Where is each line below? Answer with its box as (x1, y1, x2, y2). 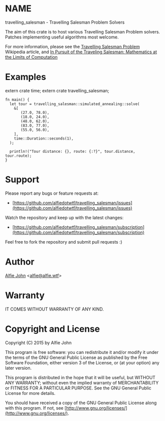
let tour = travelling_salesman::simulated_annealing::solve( (9, 102, 140, 106)
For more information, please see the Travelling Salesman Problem (5, 43, 140, 49)
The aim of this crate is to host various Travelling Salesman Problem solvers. (5, 29, 160, 35)
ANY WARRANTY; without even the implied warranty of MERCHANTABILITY (5, 380, 159, 386)
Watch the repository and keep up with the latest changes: (5, 214, 124, 220)
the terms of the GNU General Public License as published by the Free (5, 354, 148, 360)
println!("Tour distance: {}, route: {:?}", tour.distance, (9, 149, 135, 154)
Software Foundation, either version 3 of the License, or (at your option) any (5, 359, 160, 365)
